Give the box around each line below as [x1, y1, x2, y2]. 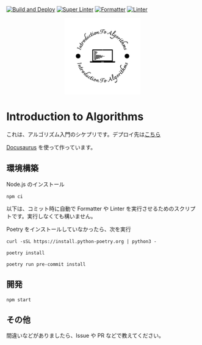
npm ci [6, 193, 23, 199]
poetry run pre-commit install [6, 261, 86, 268]
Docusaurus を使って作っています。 [6, 143, 96, 151]
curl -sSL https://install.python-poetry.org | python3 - [6, 238, 157, 244]
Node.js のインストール [6, 180, 65, 188]
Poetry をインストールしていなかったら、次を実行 [6, 226, 131, 233]
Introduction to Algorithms [6, 110, 144, 124]
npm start [6, 296, 32, 303]
